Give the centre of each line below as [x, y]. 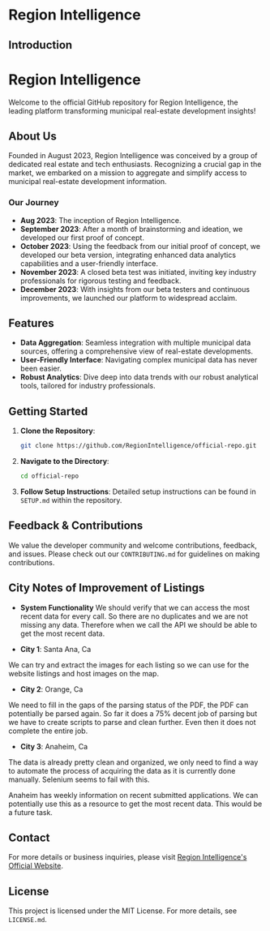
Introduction [41, 45]
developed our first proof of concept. [82, 238]
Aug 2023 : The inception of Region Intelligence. [101, 220]
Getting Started [48, 411]
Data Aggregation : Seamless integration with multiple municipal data [135, 343]
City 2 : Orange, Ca [51, 689]
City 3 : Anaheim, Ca [54, 746]
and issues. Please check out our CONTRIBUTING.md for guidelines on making [134, 554]
